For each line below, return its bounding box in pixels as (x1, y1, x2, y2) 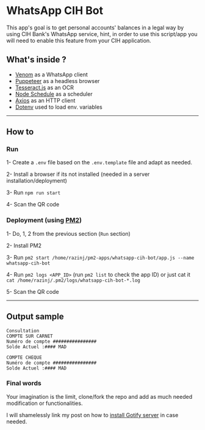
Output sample (6, 312, 64, 322)
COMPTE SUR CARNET (6, 333, 53, 339)
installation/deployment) (6, 177, 67, 184)
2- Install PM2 (6, 242, 41, 249)
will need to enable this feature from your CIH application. (6, 37, 151, 44)
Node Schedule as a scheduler (15, 90, 93, 98)
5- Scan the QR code (6, 288, 59, 295)
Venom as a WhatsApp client (15, 71, 88, 78)
